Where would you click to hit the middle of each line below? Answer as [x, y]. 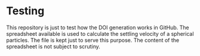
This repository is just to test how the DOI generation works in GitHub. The [98, 27]
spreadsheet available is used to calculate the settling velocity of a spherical [100, 33]
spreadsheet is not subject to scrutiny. [53, 46]
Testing [25, 11]
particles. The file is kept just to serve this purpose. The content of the [93, 40]
